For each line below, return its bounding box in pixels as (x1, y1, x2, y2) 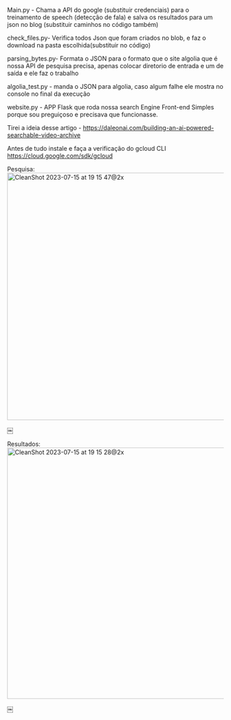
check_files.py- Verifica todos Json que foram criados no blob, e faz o (7, 34, 206, 42)
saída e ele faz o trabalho (7, 69, 79, 77)
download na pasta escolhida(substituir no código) (7, 41, 151, 49)
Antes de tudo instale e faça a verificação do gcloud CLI (7, 145, 166, 152)
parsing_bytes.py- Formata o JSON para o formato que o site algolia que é (7, 54, 218, 63)
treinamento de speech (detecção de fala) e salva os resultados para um (7, 13, 213, 21)
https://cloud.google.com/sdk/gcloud (7, 151, 113, 160)
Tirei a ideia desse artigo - (7, 124, 82, 131)
